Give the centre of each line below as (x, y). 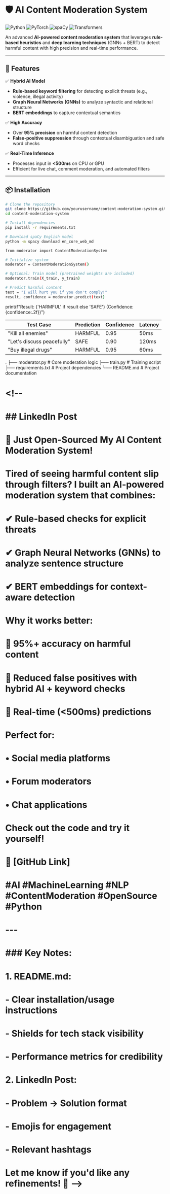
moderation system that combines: (80, 496)
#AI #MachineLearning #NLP (67, 885)
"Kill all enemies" (28, 333)
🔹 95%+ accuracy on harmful (68, 644)
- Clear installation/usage (60, 999)
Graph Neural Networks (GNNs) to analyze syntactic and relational (83, 101)
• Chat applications (46, 805)
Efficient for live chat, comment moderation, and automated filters (81, 168)
